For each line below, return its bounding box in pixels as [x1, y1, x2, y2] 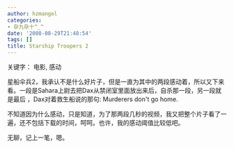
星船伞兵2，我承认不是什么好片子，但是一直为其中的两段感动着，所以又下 [7, 77, 219, 86]
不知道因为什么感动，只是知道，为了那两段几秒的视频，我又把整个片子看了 [7, 110, 221, 118]
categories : [7, 17, 42, 24]
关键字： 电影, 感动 [7, 63, 61, 71]
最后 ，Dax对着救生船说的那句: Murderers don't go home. [13, 95, 179, 103]
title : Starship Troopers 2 [7, 43, 89, 50]
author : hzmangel [7, 10, 58, 17]
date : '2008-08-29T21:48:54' [7, 29, 92, 37]
